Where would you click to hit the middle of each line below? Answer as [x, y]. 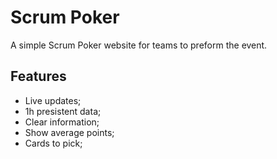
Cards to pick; [53, 143]
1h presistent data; [63, 111]
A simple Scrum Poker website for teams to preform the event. [139, 45]
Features [38, 76]
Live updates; [53, 100]
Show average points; [69, 132]
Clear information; [62, 122]
